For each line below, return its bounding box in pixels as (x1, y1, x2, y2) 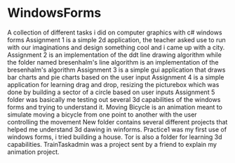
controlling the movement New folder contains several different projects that (7, 117, 228, 126)
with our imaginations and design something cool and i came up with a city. (7, 43, 225, 51)
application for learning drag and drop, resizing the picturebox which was (7, 80, 220, 89)
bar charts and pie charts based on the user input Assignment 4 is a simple (7, 72, 224, 81)
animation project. (7, 148, 60, 156)
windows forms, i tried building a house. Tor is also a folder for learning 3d (7, 132, 222, 141)
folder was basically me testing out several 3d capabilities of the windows (7, 95, 221, 103)
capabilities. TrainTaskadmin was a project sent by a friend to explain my (7, 140, 217, 148)
